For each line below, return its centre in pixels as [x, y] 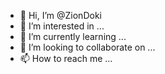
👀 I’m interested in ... [62, 26]
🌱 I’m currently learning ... [73, 36]
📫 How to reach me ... [66, 58]
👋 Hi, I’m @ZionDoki [60, 15]
